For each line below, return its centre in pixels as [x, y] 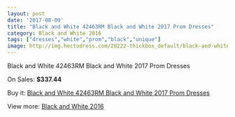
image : [17, 46]
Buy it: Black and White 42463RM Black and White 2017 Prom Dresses [109, 93]
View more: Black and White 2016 [56, 106]
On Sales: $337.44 [34, 79]
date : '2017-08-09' [36, 20]
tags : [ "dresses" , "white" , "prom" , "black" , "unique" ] [84, 40]
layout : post [26, 14]
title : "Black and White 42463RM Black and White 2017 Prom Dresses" [111, 26]
